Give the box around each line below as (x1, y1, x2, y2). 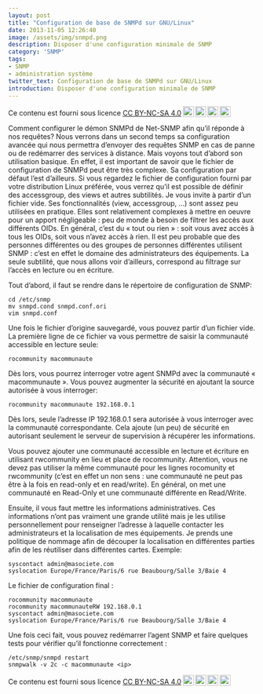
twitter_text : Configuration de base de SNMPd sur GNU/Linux (8, 77, 213, 85)
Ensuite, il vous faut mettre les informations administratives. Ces (8, 503, 216, 513)
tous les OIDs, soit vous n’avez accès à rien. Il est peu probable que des (8, 232, 241, 242)
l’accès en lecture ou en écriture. (8, 265, 115, 275)
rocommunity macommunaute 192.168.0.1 (8, 401, 135, 409)
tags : (8, 56, 26, 64)
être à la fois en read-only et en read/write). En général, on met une (8, 480, 226, 489)
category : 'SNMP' (8, 48, 65, 56)
